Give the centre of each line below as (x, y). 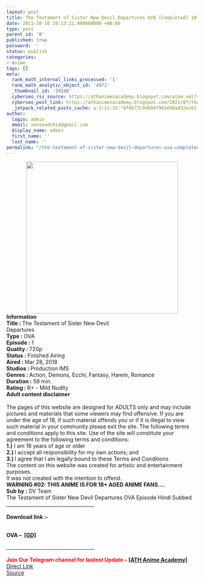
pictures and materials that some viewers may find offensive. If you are (95, 413)
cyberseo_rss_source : (39, 97)
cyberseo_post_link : (38, 102)
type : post (20, 29)
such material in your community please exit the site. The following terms (98, 426)
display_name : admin (38, 131)
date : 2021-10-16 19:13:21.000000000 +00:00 (63, 23)
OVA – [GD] (21, 535)
